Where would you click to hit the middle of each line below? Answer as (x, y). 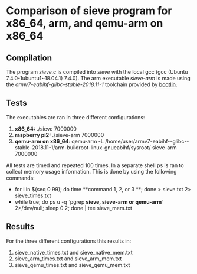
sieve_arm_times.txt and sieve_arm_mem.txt (68, 259)
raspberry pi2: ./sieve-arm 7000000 (59, 135)
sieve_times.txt (33, 195)
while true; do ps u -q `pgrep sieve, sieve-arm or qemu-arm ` (89, 201)
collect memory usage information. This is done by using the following (91, 171)
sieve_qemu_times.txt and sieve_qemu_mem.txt (72, 265)
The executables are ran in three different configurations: (75, 117)
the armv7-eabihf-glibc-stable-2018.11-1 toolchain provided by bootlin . (92, 84)
